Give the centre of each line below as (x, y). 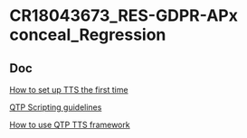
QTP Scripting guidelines (56, 107)
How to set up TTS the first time (69, 90)
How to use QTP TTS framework (70, 124)
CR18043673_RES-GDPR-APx (123, 16)
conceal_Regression (88, 35)
